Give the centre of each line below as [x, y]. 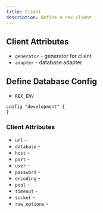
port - [22, 159]
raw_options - [32, 204]
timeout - [26, 191]
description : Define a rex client [49, 17]
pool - [22, 185]
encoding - [27, 178]
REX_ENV [24, 97]
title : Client [24, 12]
